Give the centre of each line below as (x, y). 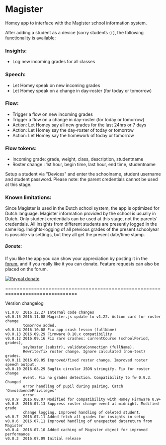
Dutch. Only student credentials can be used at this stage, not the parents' (81, 219)
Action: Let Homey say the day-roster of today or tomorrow (73, 130)
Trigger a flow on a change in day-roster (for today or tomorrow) (78, 119)
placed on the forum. (27, 269)
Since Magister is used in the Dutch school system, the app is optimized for (83, 208)
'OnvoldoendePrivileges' (31, 391)
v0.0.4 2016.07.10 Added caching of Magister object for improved (77, 430)
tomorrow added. (40, 326)
